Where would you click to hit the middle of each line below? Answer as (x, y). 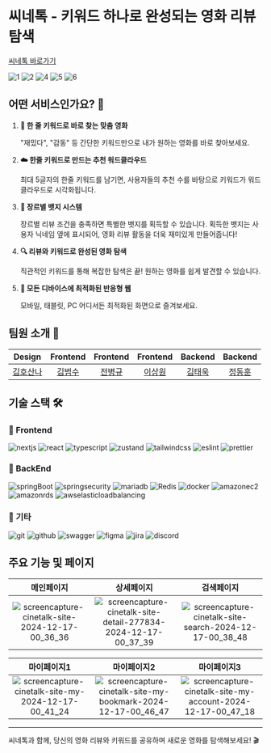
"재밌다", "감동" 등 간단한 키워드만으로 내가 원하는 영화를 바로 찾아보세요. (135, 142)
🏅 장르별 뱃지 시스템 (51, 206)
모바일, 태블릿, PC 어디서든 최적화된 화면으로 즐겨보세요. (108, 305)
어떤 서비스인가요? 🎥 (56, 105)
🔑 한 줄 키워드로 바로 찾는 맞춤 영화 (74, 125)
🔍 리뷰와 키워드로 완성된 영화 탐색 (73, 251)
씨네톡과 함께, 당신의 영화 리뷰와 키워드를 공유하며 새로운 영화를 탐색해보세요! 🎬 (134, 740)
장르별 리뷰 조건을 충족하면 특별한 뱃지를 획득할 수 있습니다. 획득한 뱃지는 (135, 224)
